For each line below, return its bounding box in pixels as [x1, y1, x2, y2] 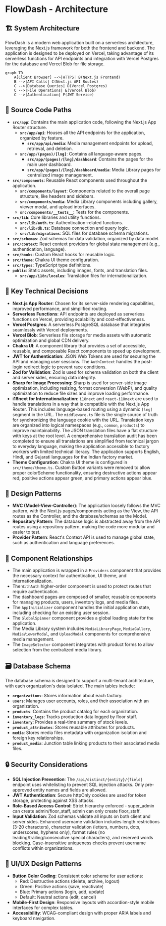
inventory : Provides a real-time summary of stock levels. [12, 719, 129, 725]
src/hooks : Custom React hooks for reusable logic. [12, 251, 115, 257]
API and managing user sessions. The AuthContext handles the [12, 358, 140, 364]
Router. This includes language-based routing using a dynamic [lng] [12, 406, 153, 412]
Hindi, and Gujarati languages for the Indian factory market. [12, 454, 134, 460]
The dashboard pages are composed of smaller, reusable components [12, 594, 156, 600]
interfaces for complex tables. [12, 905, 74, 911]
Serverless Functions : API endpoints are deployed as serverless [12, 310, 145, 317]
